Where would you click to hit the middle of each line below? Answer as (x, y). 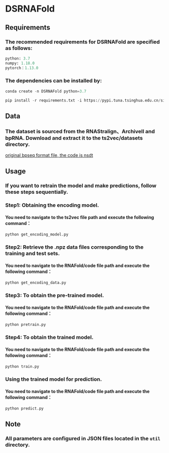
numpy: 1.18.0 (20, 63)
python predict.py (24, 408)
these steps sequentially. (37, 192)
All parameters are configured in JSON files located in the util (83, 438)
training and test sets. (33, 254)
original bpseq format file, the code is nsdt (49, 155)
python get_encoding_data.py (36, 282)
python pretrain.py (26, 324)
